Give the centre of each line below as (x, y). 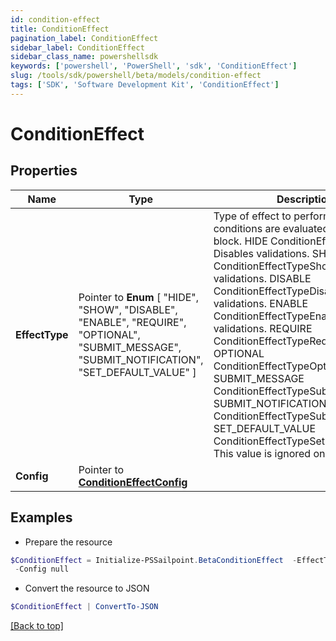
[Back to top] (37, 626)
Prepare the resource (68, 542)
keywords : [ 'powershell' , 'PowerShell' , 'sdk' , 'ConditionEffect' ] (154, 66)
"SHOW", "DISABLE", (128, 309)
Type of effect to (252, 216)
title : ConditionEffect (60, 29)
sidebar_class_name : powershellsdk (84, 57)
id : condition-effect (55, 19)
